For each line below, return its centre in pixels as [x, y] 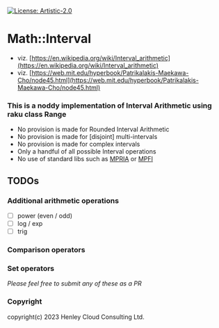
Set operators [31, 268]
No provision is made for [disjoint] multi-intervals [87, 137]
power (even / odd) [45, 215]
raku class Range [37, 114]
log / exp [30, 223]
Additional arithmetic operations [63, 200]
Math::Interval [49, 39]
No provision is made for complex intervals [79, 144]
